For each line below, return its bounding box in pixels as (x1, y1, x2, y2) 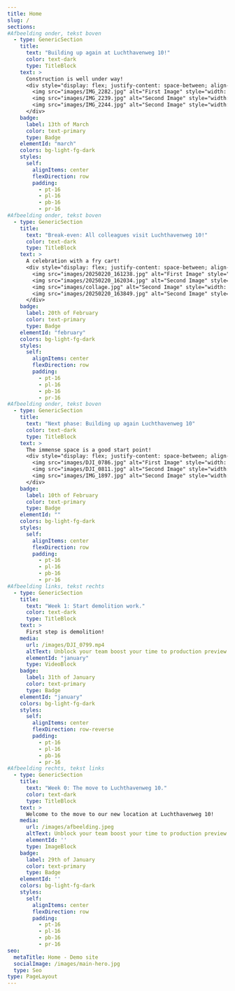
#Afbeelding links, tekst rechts (7, 582, 105, 590)
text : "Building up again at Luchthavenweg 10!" (25, 50, 171, 57)
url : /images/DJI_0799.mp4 (25, 641, 105, 648)
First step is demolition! (25, 628, 105, 635)
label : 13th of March (25, 120, 90, 128)
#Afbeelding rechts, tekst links (7, 765, 105, 772)
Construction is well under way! (25, 75, 124, 83)
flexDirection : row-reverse (32, 726, 114, 733)
